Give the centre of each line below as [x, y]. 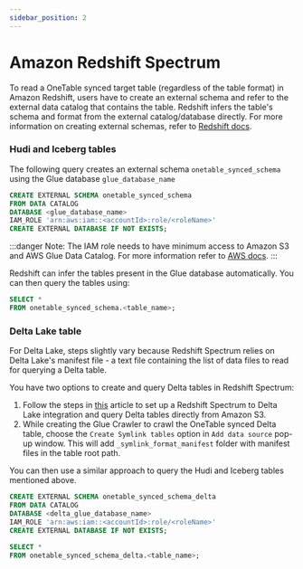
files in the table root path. [71, 453]
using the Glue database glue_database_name [92, 178]
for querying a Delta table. [58, 370]
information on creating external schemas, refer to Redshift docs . [131, 126]
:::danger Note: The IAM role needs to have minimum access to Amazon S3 [149, 246]
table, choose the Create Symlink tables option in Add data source [147, 434]
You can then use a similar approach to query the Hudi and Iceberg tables [147, 470]
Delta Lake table [46, 331]
